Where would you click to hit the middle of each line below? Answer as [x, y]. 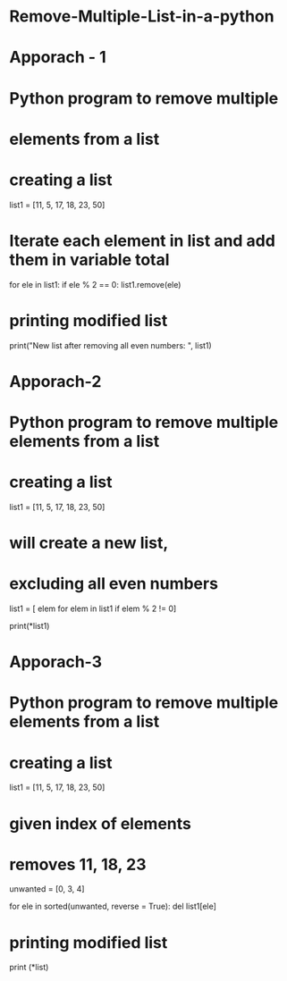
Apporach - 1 [58, 58]
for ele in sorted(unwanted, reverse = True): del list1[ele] [113, 906]
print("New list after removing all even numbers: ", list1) [110, 345]
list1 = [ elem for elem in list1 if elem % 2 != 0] [93, 608]
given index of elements [101, 823]
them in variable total [89, 260]
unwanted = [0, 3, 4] [47, 889]
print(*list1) [30, 626]
